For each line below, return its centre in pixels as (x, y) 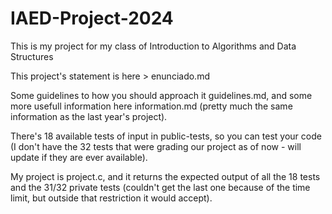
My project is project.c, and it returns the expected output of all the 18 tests (165, 176)
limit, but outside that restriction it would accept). (111, 198)
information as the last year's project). (89, 116)
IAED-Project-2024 (92, 18)
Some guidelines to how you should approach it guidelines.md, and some (161, 95)
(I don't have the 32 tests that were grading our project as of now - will (156, 146)
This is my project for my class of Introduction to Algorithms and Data (153, 46)
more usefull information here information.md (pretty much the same (151, 106)
